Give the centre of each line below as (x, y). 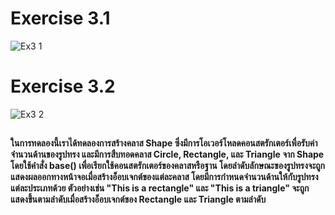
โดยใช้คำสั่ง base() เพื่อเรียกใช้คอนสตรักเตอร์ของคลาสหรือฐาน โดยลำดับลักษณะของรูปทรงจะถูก (168, 166)
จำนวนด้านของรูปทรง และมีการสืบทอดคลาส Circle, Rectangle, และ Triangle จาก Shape (167, 154)
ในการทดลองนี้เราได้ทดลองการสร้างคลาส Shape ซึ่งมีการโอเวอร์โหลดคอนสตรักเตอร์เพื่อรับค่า (164, 143)
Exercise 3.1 (60, 18)
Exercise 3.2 (63, 86)
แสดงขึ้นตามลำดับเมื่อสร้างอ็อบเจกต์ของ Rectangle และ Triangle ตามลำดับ (138, 199)
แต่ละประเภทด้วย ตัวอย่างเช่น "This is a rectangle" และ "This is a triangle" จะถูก (160, 188)
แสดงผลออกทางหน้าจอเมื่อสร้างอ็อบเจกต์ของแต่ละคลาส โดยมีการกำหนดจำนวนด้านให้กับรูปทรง (164, 177)
